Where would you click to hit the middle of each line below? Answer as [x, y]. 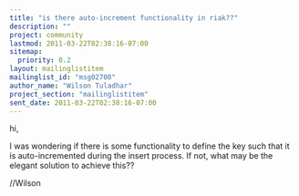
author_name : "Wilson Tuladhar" [71, 86]
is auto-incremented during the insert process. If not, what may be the [141, 156]
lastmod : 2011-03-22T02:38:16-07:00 [79, 43]
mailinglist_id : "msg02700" [63, 77]
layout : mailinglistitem [57, 69]
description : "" [40, 26]
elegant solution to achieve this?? [72, 166]
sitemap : [26, 52]
